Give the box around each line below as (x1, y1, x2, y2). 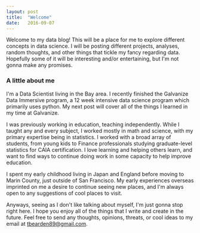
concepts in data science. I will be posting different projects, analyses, (6, 42, 180, 50)
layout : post (6, 8, 39, 15)
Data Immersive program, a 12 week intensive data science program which (6, 96, 190, 103)
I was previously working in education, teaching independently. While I (6, 121, 180, 128)
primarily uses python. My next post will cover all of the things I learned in (6, 103, 188, 110)
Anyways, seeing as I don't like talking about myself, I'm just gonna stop (6, 201, 183, 208)
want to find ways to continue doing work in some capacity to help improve (6, 152, 192, 160)
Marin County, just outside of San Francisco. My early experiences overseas (6, 177, 194, 184)
